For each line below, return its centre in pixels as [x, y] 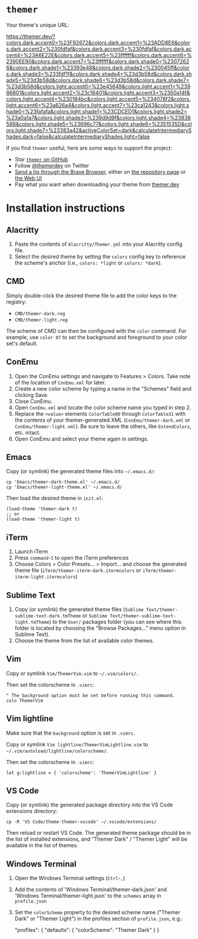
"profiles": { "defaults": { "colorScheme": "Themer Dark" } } [87, 930]
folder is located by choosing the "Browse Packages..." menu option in [100, 628]
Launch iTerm [31, 551]
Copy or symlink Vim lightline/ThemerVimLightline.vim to [77, 744]
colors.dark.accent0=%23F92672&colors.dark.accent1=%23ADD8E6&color [98, 42]
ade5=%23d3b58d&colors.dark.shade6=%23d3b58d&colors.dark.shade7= [98, 80]
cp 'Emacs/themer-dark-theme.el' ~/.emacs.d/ [63, 482]
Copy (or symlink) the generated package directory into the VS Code [90, 805]
